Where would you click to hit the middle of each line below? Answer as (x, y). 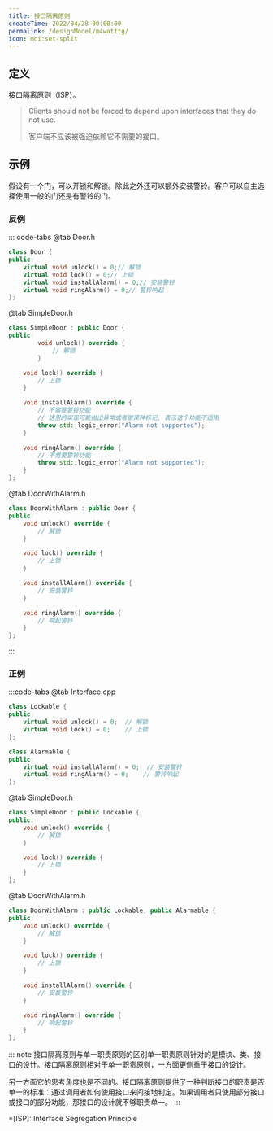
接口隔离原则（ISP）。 (44, 95)
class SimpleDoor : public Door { (67, 328)
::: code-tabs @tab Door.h (52, 238)
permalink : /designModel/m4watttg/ (69, 31)
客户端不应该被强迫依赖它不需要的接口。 (96, 137)
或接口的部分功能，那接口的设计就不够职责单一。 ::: (95, 1103)
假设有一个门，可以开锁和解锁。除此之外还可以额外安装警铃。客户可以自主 (133, 186)
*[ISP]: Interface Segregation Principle (73, 1119)
